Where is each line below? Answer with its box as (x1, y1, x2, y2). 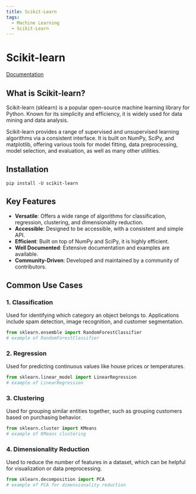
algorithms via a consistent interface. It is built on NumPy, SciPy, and (6, 135, 174, 141)
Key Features (6, 196, 56, 206)
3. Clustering (6, 394, 45, 403)
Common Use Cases (6, 280, 83, 291)
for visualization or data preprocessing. (6, 465, 102, 472)
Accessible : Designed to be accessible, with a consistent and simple (14, 225, 184, 232)
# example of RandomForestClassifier (6, 335, 100, 341)
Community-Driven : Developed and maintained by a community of (14, 257, 179, 264)
